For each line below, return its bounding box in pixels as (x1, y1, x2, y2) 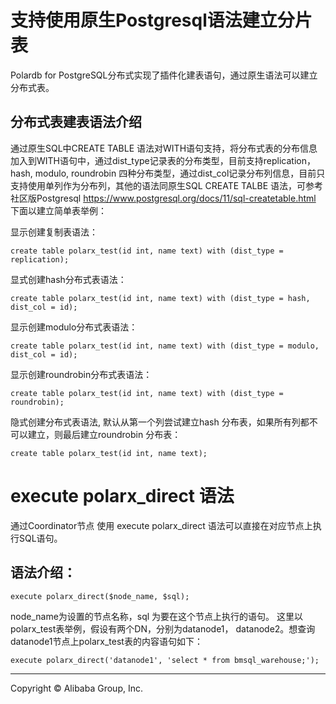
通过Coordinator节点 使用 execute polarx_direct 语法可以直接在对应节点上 (10, 519, 313, 531)
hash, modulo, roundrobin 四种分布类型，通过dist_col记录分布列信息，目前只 (10, 167, 326, 179)
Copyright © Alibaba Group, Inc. (10, 682, 143, 694)
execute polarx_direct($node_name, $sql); (10, 591, 190, 601)
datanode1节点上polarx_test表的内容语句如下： (10, 635, 203, 647)
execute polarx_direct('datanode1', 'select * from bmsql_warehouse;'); (10, 655, 320, 665)
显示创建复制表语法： (10, 226, 98, 238)
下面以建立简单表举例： (10, 204, 107, 216)
